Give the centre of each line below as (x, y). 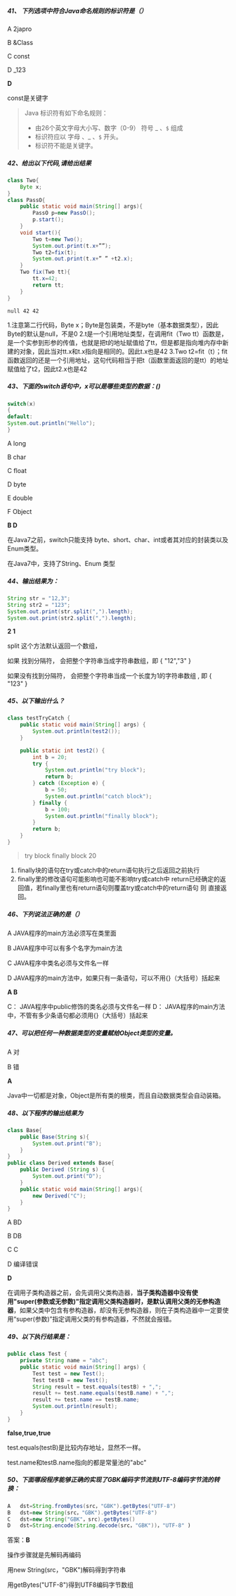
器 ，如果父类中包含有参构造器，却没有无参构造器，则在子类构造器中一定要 (115, 1310)
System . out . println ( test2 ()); (77, 731)
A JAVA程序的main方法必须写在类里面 (62, 933)
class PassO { (26, 200)
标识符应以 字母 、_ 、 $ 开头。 (78, 137)
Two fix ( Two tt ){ (45, 272)
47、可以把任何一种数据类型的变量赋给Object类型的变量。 (92, 1033)
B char (17, 457)
